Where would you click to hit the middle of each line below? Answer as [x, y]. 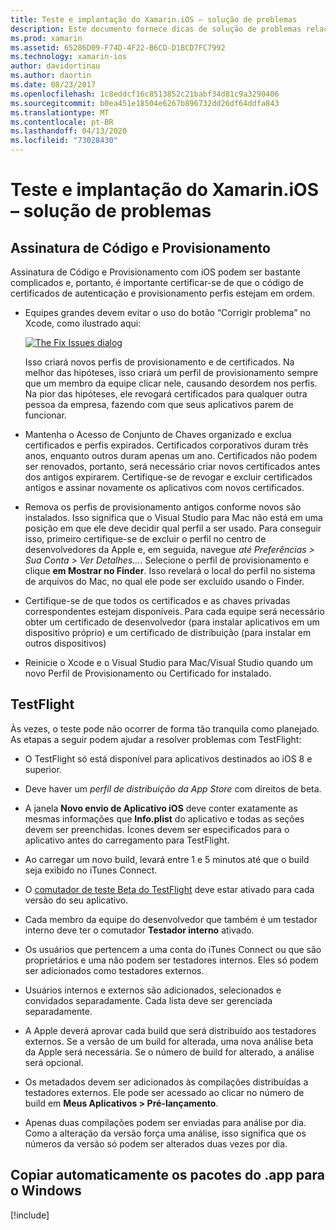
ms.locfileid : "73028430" [64, 141]
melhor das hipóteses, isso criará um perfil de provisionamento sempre [171, 372]
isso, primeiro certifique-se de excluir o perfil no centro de [145, 539]
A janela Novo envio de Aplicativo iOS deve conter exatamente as [161, 808]
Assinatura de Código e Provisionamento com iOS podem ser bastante [155, 272]
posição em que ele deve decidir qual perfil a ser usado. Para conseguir [173, 528]
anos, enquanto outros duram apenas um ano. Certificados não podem [171, 455]
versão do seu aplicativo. [76, 900]
